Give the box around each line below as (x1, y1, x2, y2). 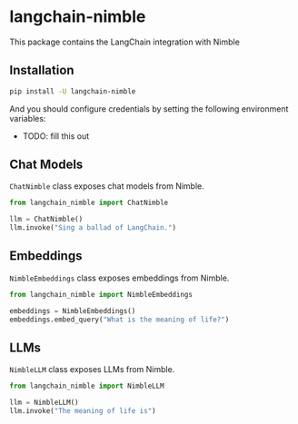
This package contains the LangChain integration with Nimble (9, 36, 241, 47)
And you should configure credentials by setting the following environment (9, 103, 289, 114)
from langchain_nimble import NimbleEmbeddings (9, 290, 194, 299)
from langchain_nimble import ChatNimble (9, 198, 169, 208)
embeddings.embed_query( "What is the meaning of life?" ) (9, 315, 230, 324)
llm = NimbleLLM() (9, 398, 79, 408)
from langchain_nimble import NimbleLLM (9, 381, 165, 391)
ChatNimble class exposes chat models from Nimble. (9, 181, 204, 192)
